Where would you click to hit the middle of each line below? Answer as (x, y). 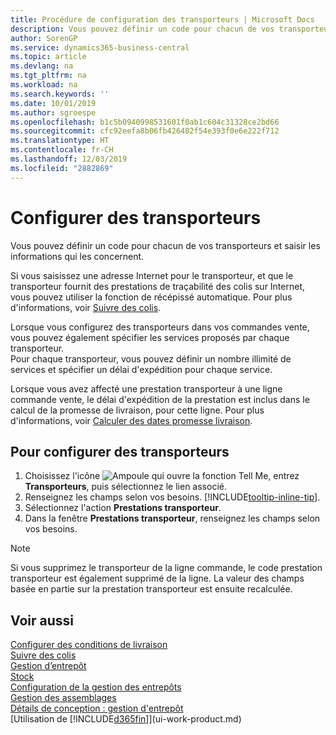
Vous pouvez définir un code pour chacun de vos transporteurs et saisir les (165, 245)
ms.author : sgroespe (53, 112)
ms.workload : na (44, 85)
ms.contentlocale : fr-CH (62, 150)
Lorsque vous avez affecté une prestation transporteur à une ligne (146, 388)
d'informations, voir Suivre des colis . (86, 307)
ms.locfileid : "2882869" (62, 168)
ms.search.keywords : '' (60, 94)
